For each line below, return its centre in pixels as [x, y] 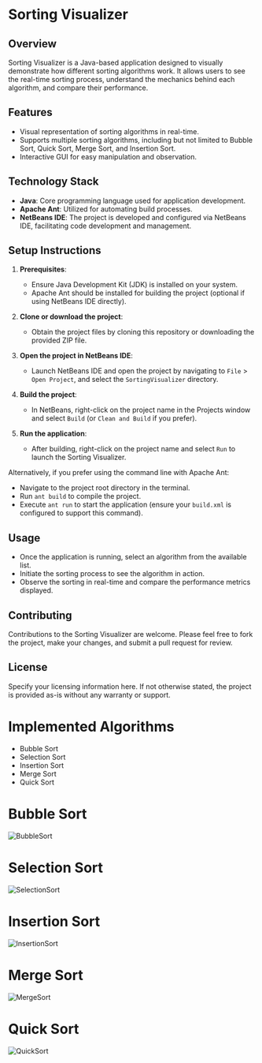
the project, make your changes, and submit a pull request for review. [121, 643]
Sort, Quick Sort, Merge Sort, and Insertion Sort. [98, 148]
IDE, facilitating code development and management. [105, 226]
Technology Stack [54, 182]
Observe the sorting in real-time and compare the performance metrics [135, 582]
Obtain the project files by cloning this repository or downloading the [143, 332]
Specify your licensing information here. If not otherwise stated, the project [130, 686]
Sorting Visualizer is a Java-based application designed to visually [116, 62]
